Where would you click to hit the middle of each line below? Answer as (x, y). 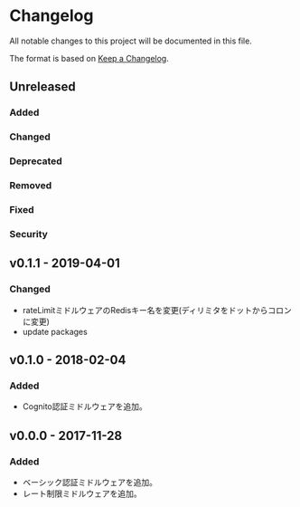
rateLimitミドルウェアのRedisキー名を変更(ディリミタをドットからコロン (157, 310)
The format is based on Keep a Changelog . (89, 58)
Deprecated (36, 161)
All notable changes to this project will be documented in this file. (131, 41)
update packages (55, 331)
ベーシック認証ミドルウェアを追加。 (90, 482)
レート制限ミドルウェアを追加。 (82, 493)
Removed (31, 186)
